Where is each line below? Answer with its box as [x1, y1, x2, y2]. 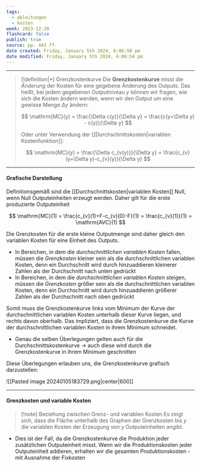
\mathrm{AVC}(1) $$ [75, 219, 126, 226]
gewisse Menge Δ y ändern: [20, 101, 89, 108]
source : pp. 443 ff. [6, 43, 58, 49]
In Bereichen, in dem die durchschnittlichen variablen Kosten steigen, [14, 274, 187, 281]
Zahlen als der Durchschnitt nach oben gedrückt [14, 292, 135, 300]
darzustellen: [6, 366, 38, 373]
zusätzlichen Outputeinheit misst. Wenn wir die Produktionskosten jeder [14, 441, 193, 449]
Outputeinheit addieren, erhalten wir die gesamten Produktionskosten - [14, 448, 190, 455]
